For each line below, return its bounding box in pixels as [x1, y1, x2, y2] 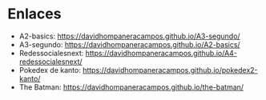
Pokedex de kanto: [18, 65, 81, 74]
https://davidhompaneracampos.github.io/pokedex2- [82, 65, 258, 74]
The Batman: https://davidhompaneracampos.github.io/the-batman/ [18, 82, 244, 92]
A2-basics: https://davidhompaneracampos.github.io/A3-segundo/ [18, 31, 241, 41]
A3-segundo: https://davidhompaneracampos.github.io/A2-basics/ [18, 39, 241, 49]
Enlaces [7, 5, 62, 23]
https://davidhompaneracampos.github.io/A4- [85, 48, 238, 58]
